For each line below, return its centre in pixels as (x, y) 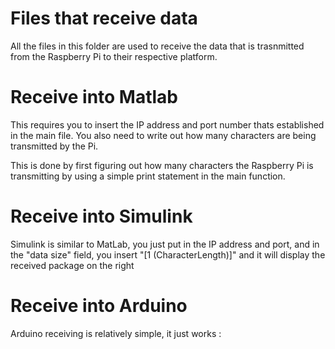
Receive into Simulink (101, 216)
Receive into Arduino (99, 306)
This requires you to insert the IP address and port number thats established (167, 124)
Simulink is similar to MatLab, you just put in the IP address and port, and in (165, 244)
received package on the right (72, 265)
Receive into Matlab (94, 97)
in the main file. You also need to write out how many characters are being (163, 135)
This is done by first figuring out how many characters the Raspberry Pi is (162, 165)
